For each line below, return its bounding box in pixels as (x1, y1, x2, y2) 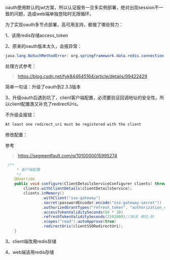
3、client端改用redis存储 (5, 238, 57, 244)
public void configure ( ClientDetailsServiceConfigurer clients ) (14, 181, 153, 186)
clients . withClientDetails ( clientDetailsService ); (23, 186, 133, 191)
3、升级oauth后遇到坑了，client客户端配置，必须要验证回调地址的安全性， (5, 94, 160, 101)
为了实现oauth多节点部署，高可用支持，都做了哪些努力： (5, 22, 124, 27)
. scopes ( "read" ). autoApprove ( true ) (41, 219, 116, 224)
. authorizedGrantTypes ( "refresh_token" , (41, 205, 128, 210)
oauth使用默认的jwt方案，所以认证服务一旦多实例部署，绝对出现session (5, 5, 155, 10)
